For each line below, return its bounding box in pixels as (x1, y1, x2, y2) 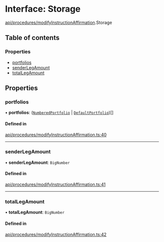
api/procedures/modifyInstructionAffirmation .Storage (5, 20, 112, 25)
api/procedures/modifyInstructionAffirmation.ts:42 (5, 231, 107, 237)
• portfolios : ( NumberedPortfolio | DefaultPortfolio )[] (5, 110, 114, 116)
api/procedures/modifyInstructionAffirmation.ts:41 (5, 181, 106, 187)
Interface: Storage (5, 3, 81, 15)
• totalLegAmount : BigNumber (5, 209, 65, 215)
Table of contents (5, 34, 60, 42)
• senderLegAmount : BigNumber (5, 160, 70, 165)
